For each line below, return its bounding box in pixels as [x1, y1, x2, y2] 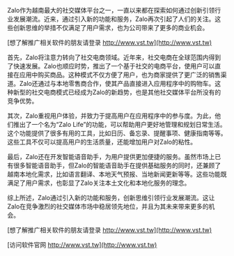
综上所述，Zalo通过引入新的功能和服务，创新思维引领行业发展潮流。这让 [7, 194, 215, 202]
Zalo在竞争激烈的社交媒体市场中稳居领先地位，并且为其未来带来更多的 [7, 202, 209, 211]
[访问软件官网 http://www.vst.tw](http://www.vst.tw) [7, 241, 157, 249]
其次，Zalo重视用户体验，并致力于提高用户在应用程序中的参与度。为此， [7, 112, 215, 120]
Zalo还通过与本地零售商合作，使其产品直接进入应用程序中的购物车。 [19, 80, 215, 87]
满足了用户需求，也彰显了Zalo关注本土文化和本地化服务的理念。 [7, 179, 191, 187]
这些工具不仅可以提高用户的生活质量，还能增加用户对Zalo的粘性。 [7, 138, 197, 146]
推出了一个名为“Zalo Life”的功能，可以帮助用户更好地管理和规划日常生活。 [13, 121, 226, 128]
